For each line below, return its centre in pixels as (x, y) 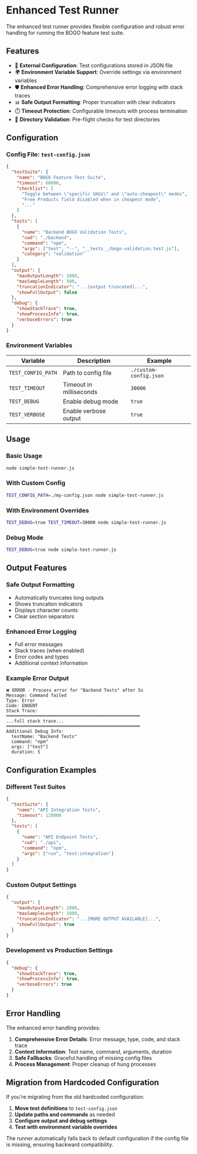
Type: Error (21, 701)
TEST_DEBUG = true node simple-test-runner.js (61, 550)
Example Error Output (38, 678)
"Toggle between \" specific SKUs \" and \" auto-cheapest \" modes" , (104, 194)
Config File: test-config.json (48, 154)
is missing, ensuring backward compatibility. (60, 1144)
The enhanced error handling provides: (53, 1028)
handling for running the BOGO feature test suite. (65, 32)
